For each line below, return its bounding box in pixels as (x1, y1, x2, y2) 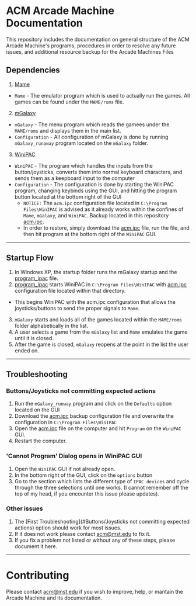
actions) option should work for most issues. (14, 524, 122, 531)
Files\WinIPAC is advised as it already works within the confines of (23, 206, 184, 213)
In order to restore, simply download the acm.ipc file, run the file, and (23, 224, 190, 231)
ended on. (14, 347, 40, 354)
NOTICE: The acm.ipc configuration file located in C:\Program (23, 199, 167, 206)
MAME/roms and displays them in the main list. (14, 127, 121, 134)
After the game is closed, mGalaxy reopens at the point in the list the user (14, 341, 189, 348)
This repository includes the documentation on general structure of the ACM (6, 36, 190, 43)
